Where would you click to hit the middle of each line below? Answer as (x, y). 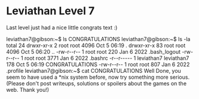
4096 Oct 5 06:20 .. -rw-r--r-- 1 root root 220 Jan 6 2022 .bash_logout (94, 51)
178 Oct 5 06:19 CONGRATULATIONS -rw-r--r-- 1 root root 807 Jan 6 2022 (98, 64)
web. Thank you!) (28, 89)
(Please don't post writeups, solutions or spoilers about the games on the (97, 83)
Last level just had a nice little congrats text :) (62, 27)
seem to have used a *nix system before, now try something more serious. (98, 77)
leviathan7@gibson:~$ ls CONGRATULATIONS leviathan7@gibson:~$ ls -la (98, 39)
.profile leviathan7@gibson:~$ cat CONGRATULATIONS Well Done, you (94, 70)
